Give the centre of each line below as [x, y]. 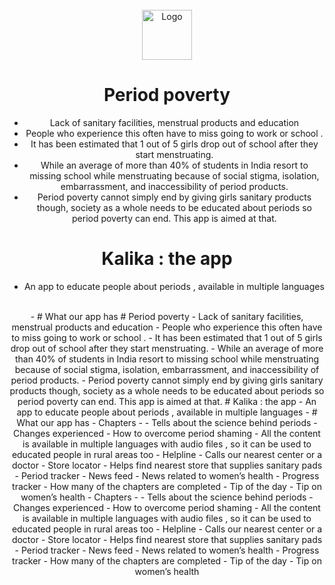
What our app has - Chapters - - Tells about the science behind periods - [167, 422]
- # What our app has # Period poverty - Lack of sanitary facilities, [167, 316]
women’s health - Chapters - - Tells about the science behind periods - [167, 497]
